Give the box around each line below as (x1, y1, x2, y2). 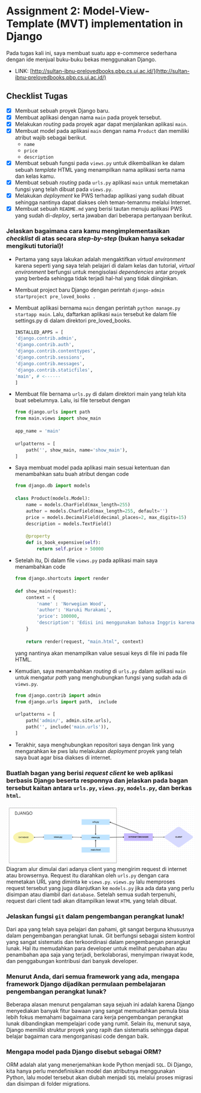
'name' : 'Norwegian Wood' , (36, 600, 106, 607)
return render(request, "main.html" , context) (26, 639, 144, 645)
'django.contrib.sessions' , (14, 354, 85, 360)
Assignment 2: (6, 4, 81, 18)
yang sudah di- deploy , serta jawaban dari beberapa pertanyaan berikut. (14, 212, 193, 219)
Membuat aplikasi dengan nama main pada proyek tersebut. (14, 114, 162, 121)
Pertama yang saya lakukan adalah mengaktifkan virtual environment (14, 256, 185, 263)
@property (26, 533, 50, 539)
